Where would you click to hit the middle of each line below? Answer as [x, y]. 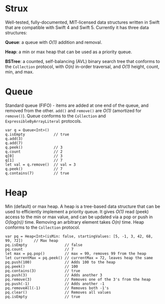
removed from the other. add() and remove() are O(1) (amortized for [73, 110]
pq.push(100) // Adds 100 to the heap [60, 262]
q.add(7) [14, 143]
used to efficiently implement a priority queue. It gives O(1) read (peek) [77, 211]
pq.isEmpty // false [44, 245]
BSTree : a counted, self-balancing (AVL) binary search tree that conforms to [82, 61]
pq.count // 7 [39, 249]
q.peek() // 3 [34, 147]
